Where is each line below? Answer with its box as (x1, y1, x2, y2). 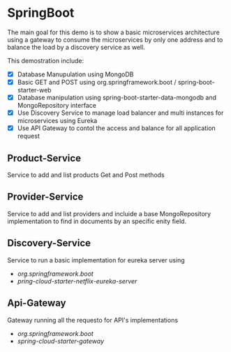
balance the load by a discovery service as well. (7, 43, 145, 51)
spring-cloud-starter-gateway (17, 337, 105, 345)
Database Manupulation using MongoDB (17, 70, 134, 78)
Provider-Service (7, 191, 84, 203)
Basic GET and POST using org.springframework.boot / (17, 78, 177, 86)
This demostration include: (7, 56, 84, 64)
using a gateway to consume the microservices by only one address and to (7, 35, 223, 43)
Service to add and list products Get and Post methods (7, 171, 165, 179)
